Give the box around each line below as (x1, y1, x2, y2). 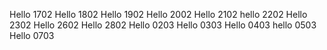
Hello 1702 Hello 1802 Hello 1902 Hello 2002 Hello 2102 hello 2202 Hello (9, 9, 308, 20)
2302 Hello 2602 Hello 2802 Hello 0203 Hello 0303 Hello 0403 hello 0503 (9, 19, 317, 31)
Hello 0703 (9, 30, 55, 41)
